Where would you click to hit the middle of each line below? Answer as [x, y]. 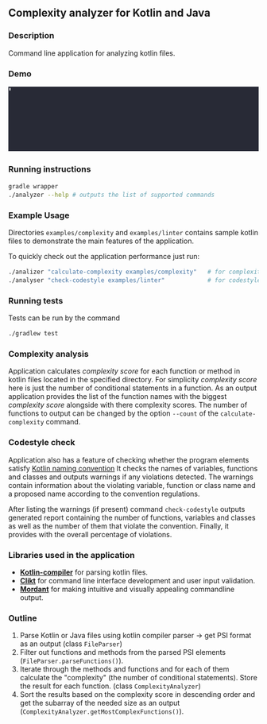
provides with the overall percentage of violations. [90, 534]
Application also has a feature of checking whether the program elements [129, 459]
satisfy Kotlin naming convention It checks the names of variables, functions [133, 468]
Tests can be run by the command [64, 318]
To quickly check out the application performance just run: [104, 257]
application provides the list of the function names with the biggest [118, 397]
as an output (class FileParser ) [71, 644]
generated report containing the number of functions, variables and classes [132, 517]
